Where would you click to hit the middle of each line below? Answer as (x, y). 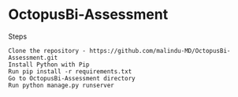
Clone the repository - (47, 50)
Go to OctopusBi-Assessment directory (72, 78)
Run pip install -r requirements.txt (70, 71)
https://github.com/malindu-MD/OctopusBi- (160, 50)
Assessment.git (33, 58)
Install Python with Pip (49, 65)
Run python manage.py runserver (61, 85)
